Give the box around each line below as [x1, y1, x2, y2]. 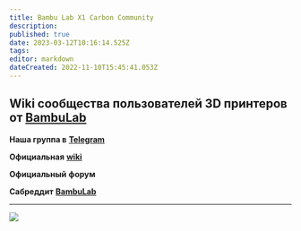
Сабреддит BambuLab [9, 185, 97, 197]
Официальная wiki [9, 151, 82, 162]
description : [9, 21, 58, 30]
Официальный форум [9, 168, 96, 179]
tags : [9, 47, 30, 56]
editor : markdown [9, 55, 74, 64]
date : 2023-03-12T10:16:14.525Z [9, 38, 130, 47]
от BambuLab [9, 110, 87, 125]
